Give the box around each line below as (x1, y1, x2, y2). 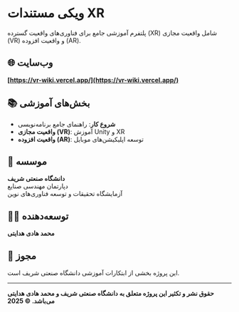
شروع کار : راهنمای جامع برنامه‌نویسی (17, 120, 116, 128)
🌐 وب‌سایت (7, 57, 53, 69)
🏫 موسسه (7, 155, 48, 167)
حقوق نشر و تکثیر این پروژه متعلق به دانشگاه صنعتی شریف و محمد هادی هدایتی (7, 289, 215, 297)
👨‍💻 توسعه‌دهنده (7, 210, 69, 222)
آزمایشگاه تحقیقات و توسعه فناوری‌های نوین (7, 189, 123, 198)
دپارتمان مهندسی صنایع (7, 182, 69, 190)
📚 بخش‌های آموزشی (7, 98, 90, 110)
